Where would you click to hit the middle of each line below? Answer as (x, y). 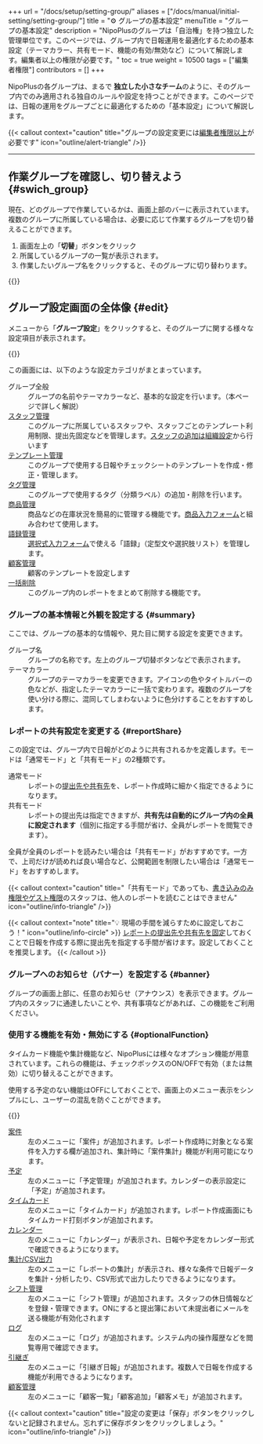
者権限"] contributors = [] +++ (57, 69)
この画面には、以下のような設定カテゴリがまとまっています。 (107, 370)
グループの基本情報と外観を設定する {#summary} (102, 614)
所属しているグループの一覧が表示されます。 (91, 255)
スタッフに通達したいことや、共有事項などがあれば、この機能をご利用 (142, 1003)
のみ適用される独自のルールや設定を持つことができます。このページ (138, 96)
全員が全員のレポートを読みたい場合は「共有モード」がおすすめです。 (121, 851)
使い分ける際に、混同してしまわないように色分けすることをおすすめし (141, 698)
